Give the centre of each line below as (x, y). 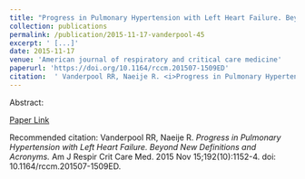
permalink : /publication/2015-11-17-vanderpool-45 (107, 34)
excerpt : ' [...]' (44, 43)
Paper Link (30, 119)
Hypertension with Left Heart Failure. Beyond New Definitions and (133, 146)
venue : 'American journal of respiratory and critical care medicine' (146, 60)
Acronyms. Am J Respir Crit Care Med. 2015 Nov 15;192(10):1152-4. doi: (143, 156)
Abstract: (26, 102)
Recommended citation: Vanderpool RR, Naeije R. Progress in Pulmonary (145, 137)
